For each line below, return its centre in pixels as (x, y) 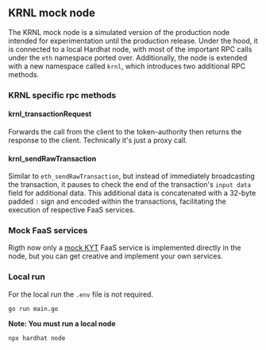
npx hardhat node (37, 338)
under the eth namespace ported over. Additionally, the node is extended (128, 57)
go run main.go (33, 309)
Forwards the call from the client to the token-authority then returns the (125, 131)
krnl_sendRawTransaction (52, 158)
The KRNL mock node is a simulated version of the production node (119, 32)
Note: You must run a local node (62, 323)
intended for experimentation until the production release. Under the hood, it (133, 41)
